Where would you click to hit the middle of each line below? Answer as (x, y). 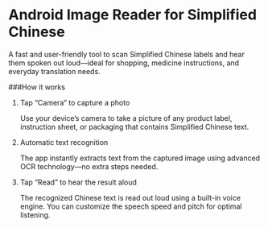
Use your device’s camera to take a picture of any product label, (126, 118)
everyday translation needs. (54, 71)
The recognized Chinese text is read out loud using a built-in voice (130, 197)
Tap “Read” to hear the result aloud (78, 182)
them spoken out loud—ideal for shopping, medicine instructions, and (124, 63)
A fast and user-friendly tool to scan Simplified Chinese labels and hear (127, 54)
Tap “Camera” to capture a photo (75, 102)
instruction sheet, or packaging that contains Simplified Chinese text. (134, 126)
